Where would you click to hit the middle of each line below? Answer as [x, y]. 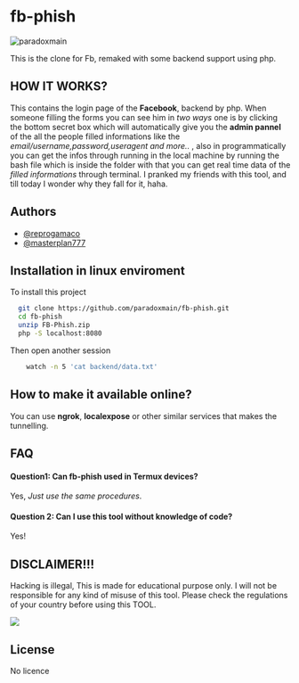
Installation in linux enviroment [97, 271]
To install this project [48, 292]
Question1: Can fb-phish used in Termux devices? [104, 476]
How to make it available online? [101, 395]
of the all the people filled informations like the [95, 136]
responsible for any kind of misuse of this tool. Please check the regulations [149, 596]
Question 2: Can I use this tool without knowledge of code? [121, 516]
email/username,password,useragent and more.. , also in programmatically [148, 145]
